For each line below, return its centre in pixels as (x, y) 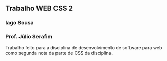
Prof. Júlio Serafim (29, 37)
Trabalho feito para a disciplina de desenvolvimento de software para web (84, 47)
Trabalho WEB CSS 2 (39, 8)
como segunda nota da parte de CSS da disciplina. (59, 53)
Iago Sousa (20, 23)
